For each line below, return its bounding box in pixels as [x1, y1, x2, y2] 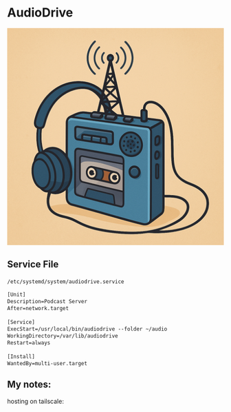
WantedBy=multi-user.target [7, 360, 88, 367]
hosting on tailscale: [7, 397, 64, 405]
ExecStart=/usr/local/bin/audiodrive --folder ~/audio [7, 325, 168, 332]
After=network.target [7, 305, 69, 311]
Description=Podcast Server [7, 298, 88, 305]
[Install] [7, 353, 36, 360]
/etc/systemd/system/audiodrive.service [7, 278, 125, 285]
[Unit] [7, 291, 26, 298]
